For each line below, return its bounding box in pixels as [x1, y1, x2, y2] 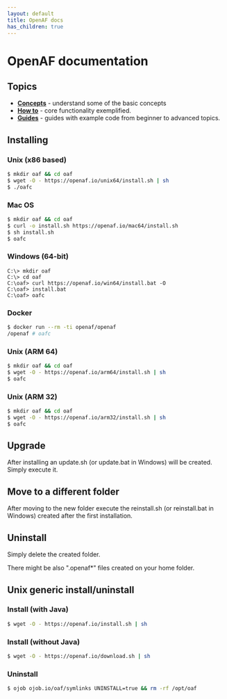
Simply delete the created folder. [7, 550, 101, 559]
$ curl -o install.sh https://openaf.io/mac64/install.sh [7, 222, 178, 230]
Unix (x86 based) [7, 154, 67, 164]
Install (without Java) [7, 637, 81, 647]
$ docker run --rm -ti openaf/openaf [7, 324, 117, 331]
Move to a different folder [7, 485, 120, 497]
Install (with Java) [7, 604, 69, 614]
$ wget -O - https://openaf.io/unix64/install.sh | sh [7, 177, 169, 184]
